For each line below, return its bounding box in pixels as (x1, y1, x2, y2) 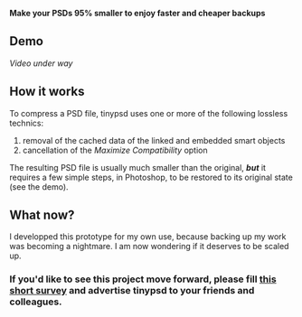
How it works (9, 84, 85, 99)
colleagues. (9, 295, 62, 308)
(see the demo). (9, 181, 70, 192)
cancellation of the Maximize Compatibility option (22, 145, 208, 155)
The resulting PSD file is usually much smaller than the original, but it (9, 162, 267, 172)
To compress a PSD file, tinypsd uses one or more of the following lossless (9, 107, 288, 118)
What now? (9, 208, 75, 223)
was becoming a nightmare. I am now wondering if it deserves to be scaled (9, 241, 289, 252)
